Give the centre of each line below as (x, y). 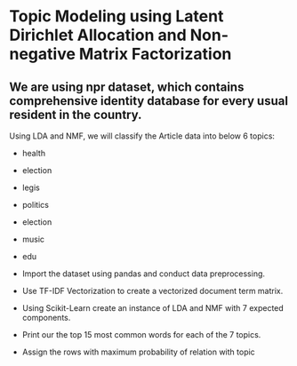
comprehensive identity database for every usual (149, 101)
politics (35, 205)
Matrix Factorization (155, 54)
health (34, 153)
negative (42, 54)
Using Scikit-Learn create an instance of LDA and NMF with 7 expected (153, 308)
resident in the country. (76, 114)
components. (46, 318)
